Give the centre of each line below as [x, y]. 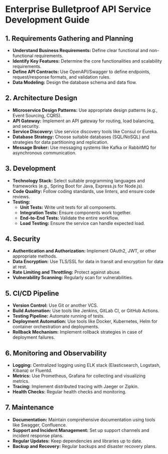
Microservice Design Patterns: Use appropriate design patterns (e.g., [85, 110]
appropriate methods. [35, 256]
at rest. [20, 267]
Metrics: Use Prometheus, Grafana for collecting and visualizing [79, 376]
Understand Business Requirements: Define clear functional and [80, 50]
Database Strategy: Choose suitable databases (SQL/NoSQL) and [81, 137]
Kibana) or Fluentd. [32, 371]
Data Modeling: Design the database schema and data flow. [74, 82]
